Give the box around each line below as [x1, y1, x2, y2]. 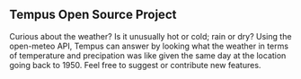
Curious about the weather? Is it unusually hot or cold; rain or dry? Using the [9, 31, 292, 41]
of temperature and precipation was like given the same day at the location [9, 49, 287, 61]
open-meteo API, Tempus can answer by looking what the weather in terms [9, 40, 289, 51]
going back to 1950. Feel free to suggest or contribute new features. [9, 59, 261, 70]
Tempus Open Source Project [9, 7, 177, 22]
